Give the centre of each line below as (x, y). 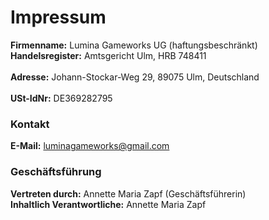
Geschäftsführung (56, 172)
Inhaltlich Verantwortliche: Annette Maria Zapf (108, 204)
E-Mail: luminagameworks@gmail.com (90, 146)
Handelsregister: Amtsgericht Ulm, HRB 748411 (108, 55)
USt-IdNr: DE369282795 (61, 98)
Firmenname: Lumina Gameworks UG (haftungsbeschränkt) (134, 45)
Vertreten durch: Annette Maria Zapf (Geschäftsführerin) (128, 193)
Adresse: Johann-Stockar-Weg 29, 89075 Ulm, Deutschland (135, 77)
